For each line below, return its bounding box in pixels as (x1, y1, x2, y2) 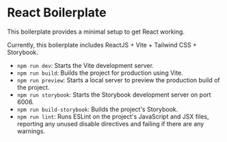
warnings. (16, 127, 46, 135)
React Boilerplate (7, 5, 107, 21)
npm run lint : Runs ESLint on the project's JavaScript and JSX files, (16, 112, 209, 121)
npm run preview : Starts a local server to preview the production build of (16, 75, 220, 84)
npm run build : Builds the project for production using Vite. (16, 69, 183, 77)
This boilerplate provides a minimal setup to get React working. (7, 27, 185, 36)
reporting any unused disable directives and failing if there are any (16, 119, 204, 128)
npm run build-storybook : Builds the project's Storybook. (16, 105, 178, 113)
